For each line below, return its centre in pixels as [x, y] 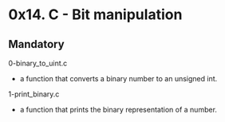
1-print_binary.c [34, 94]
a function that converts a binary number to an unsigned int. [118, 79]
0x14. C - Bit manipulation [95, 15]
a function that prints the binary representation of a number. [118, 110]
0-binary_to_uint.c [38, 63]
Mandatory [37, 44]
